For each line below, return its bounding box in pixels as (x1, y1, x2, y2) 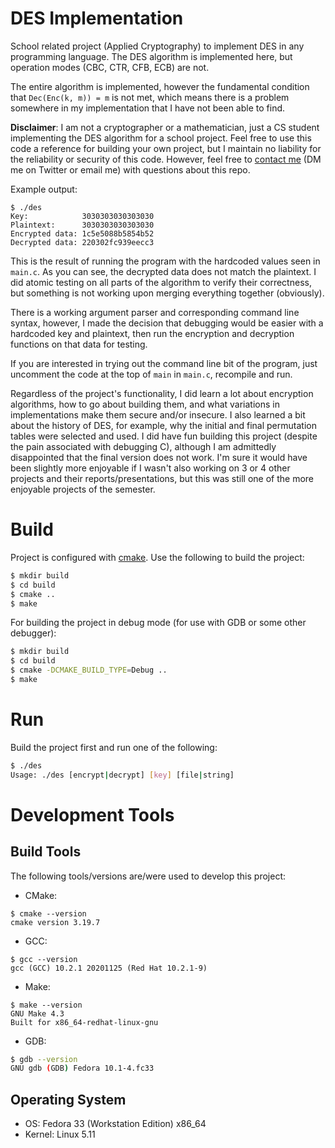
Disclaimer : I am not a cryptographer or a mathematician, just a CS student (10, 121, 320, 133)
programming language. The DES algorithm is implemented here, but (10, 50, 293, 62)
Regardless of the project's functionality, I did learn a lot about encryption (10, 387, 314, 399)
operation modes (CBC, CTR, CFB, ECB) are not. (10, 61, 210, 73)
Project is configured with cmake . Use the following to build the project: (10, 551, 305, 563)
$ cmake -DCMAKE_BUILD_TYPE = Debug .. (10, 665, 168, 676)
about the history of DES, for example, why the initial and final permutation (10, 419, 317, 431)
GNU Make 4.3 (10, 1008, 65, 1019)
